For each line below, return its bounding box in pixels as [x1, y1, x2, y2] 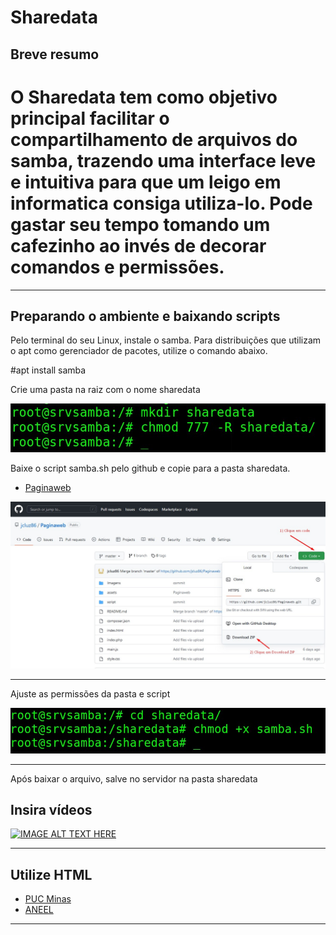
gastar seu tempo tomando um [10, 213, 271, 236]
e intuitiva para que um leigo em [10, 171, 282, 193]
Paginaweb [24, 482, 72, 494]
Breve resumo [10, 46, 100, 63]
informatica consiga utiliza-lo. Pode [10, 192, 313, 215]
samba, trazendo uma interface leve [10, 149, 317, 172]
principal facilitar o [10, 107, 170, 130]
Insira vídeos [10, 801, 93, 818]
